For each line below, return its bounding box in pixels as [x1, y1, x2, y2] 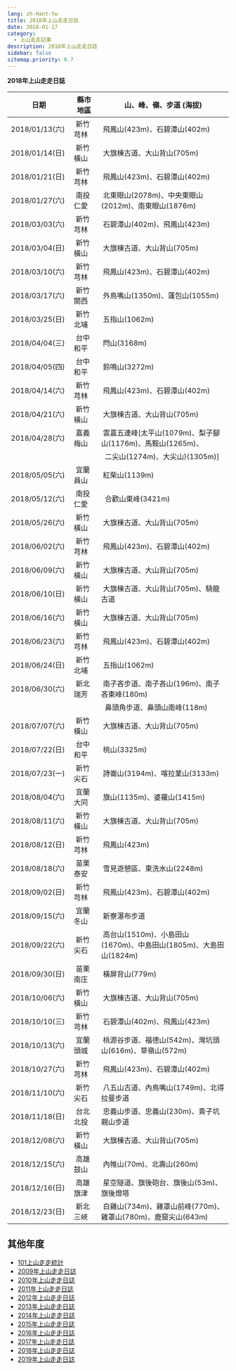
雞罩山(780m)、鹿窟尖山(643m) [100, 1212, 209, 1221]
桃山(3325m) [103, 744, 147, 754]
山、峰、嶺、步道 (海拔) [124, 100, 202, 110]
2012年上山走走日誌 [17, 1293, 75, 1302]
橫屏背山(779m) [103, 969, 157, 979]
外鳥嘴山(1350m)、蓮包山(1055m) [103, 290, 219, 300]
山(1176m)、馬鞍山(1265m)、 [100, 438, 204, 448]
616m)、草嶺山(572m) [110, 1045, 188, 1055]
